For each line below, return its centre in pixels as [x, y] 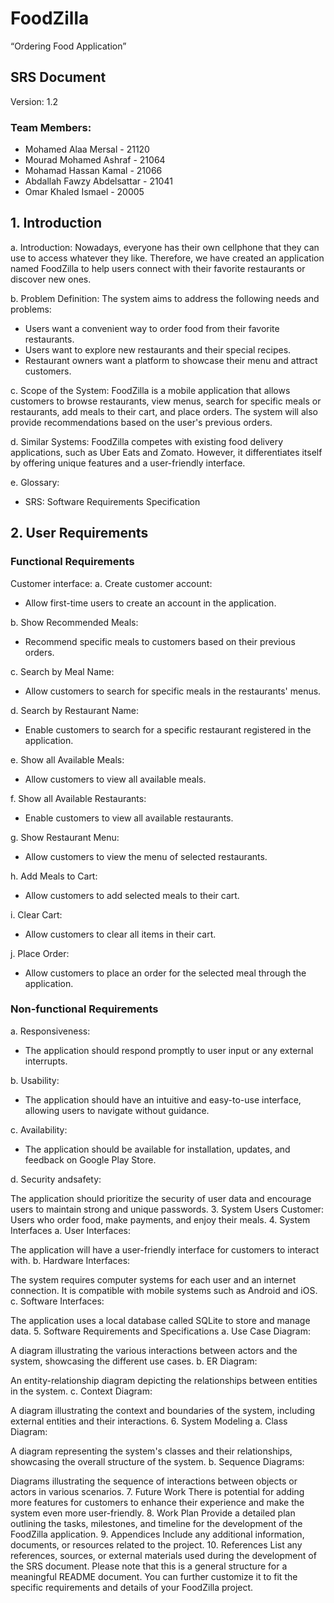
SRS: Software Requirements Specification [112, 501]
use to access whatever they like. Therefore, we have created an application [167, 258]
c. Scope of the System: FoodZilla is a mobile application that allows [150, 390]
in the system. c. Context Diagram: [81, 1391]
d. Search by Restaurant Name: [74, 710]
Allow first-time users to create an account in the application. [150, 603]
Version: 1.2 [34, 101]
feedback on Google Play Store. [90, 1159]
